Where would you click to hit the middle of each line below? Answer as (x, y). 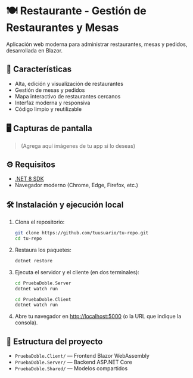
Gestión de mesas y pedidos (50, 90)
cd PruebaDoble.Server (43, 283)
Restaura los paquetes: (43, 250)
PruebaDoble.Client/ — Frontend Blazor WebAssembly (82, 356)
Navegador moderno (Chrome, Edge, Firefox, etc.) (77, 185)
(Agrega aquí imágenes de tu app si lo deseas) (78, 145)
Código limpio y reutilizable (48, 109)
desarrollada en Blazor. (35, 50)
